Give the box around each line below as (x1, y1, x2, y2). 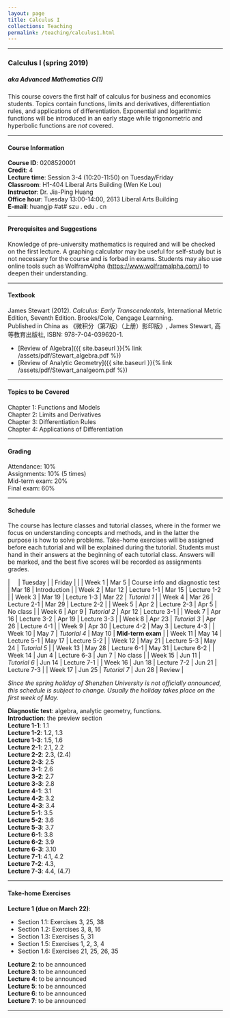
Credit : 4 (8, 166, 33, 175)
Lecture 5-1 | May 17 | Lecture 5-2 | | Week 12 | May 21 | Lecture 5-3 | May (8, 636, 216, 645)
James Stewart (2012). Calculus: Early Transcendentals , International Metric (8, 306, 222, 314)
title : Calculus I (8, 16, 60, 23)
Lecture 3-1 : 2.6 (8, 765, 53, 773)
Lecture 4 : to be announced (8, 974, 87, 983)
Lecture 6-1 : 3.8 (8, 830, 53, 839)
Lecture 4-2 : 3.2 (8, 794, 55, 802)
